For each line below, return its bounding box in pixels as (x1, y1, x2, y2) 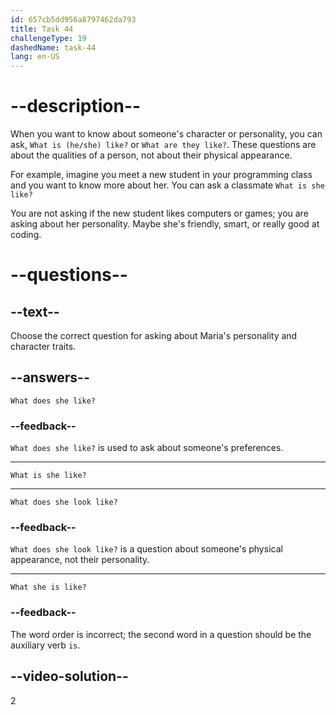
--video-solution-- (10, 668, 129, 685)
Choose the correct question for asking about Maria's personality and (10, 330, 298, 342)
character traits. (10, 341, 77, 353)
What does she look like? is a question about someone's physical (10, 543, 283, 555)
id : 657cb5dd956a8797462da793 (10, 14, 137, 25)
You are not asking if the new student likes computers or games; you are (10, 207, 309, 220)
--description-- (10, 95, 142, 118)
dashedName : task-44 (10, 42, 97, 53)
